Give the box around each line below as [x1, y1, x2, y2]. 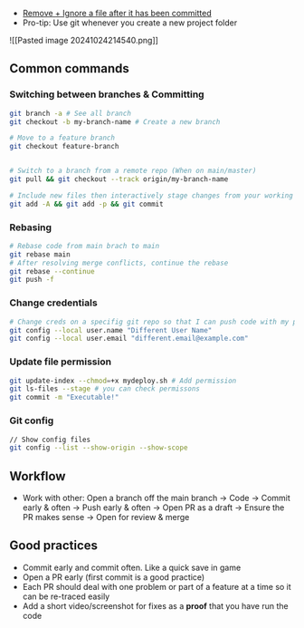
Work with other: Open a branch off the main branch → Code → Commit [22, 493, 291, 504]
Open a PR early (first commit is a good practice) [22, 571, 205, 583]
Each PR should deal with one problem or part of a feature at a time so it [22, 581, 291, 592]
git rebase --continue [9, 266, 95, 275]
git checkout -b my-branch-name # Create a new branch [9, 117, 221, 126]
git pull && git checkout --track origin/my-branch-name [9, 175, 229, 184]
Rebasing [9, 221, 52, 234]
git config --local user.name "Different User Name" [9, 325, 213, 334]
